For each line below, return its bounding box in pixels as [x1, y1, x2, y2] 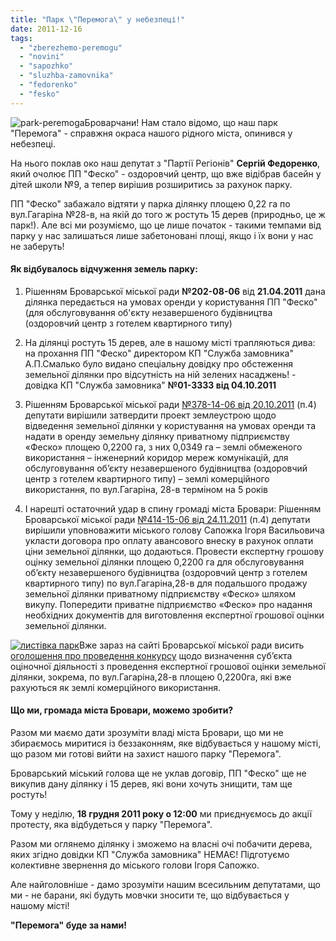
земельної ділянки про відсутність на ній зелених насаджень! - [24, 368, 297, 380]
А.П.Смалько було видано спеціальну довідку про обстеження [24, 357, 293, 370]
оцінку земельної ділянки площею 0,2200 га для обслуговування [24, 556, 305, 568]
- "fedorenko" [19, 80, 78, 90]
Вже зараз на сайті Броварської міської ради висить [78, 639, 305, 651]
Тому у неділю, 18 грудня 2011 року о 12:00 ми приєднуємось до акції [10, 808, 313, 820]
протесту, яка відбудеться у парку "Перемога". [10, 819, 213, 831]
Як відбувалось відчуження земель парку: [10, 263, 198, 275]
